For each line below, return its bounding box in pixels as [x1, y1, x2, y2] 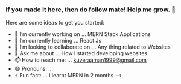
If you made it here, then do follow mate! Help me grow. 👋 [5, 5, 176, 14]
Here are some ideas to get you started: [5, 19, 105, 26]
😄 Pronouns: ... [14, 65, 54, 73]
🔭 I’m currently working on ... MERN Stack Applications [14, 31, 151, 38]
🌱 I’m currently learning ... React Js [14, 37, 102, 44]
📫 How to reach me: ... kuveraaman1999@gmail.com [14, 56, 147, 64]
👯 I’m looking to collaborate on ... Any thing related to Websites [14, 43, 171, 50]
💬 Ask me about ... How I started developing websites [14, 50, 148, 57]
